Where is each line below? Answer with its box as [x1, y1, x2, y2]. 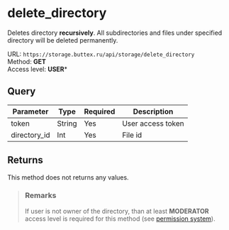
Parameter [12, 106, 49, 116]
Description [133, 106, 174, 116]
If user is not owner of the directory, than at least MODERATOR [24, 207, 209, 215]
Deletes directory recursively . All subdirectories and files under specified [7, 28, 223, 37]
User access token [121, 119, 184, 128]
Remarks [24, 190, 57, 200]
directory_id [11, 130, 51, 140]
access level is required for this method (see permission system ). [24, 214, 216, 223]
